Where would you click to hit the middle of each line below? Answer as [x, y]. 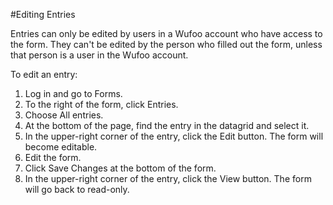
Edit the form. [53, 157]
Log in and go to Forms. [73, 93]
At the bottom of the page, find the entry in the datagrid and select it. [167, 125]
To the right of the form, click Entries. [101, 104]
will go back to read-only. [77, 189]
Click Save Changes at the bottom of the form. [120, 168]
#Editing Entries [43, 14]
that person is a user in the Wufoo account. [99, 55]
